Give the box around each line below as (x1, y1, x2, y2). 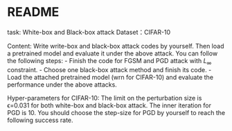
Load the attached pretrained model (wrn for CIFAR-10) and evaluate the (7, 73, 213, 81)
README (7, 4, 60, 20)
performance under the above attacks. (7, 80, 118, 89)
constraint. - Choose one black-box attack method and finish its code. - (7, 65, 212, 73)
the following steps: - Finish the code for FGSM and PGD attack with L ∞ (7, 56, 212, 67)
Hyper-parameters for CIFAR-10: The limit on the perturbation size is (7, 94, 202, 102)
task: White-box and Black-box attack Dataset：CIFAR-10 (7, 28, 171, 36)
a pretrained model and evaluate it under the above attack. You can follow (7, 49, 218, 58)
